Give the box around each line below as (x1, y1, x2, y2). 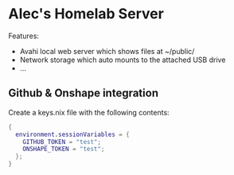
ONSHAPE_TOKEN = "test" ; (22, 145, 105, 154)
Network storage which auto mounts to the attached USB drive (19, 55, 226, 64)
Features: (8, 31, 40, 41)
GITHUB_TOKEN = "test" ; (22, 138, 102, 146)
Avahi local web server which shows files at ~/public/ (19, 46, 195, 56)
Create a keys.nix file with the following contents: (8, 107, 170, 117)
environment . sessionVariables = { (15, 130, 130, 138)
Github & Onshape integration (8, 87, 159, 100)
